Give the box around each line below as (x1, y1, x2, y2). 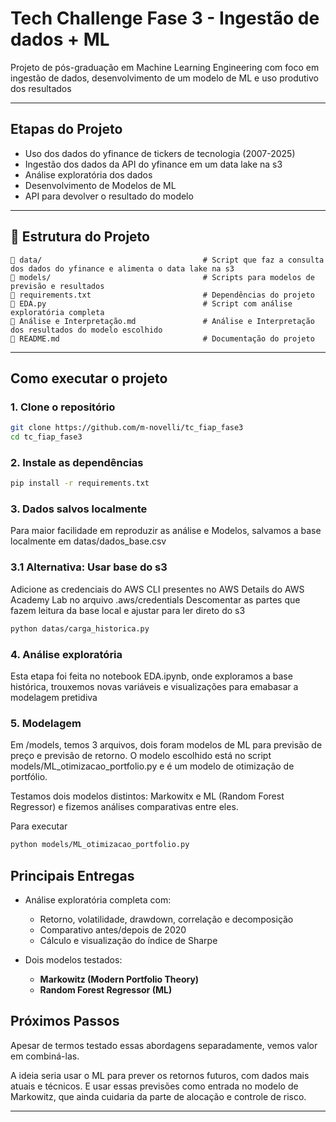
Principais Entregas (10, 867, 135, 884)
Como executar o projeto (10, 370, 168, 387)
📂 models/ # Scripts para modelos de (10, 272, 315, 282)
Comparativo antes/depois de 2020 (39, 923, 187, 936)
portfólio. (10, 771, 48, 783)
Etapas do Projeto (10, 121, 123, 138)
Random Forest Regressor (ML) (39, 983, 173, 996)
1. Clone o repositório (10, 400, 116, 414)
